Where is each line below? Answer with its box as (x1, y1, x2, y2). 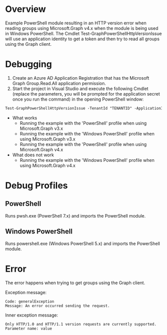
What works (12, 114, 37, 120)
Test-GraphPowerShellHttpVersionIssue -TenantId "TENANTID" (5, 106, 133, 111)
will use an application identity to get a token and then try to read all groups (5, 36, 160, 42)
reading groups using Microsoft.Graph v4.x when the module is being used (5, 25, 159, 31)
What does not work (12, 152, 54, 158)
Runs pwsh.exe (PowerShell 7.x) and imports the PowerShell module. (5, 213, 146, 219)
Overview (5, 3, 46, 15)
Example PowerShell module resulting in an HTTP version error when (5, 20, 147, 26)
